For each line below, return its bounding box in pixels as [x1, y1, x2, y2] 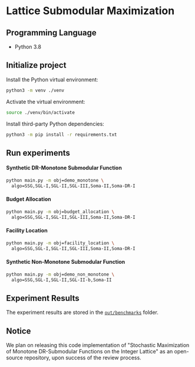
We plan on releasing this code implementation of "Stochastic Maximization [6, 342, 190, 349]
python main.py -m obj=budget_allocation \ [6, 208, 115, 215]
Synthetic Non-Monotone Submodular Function [6, 258, 125, 266]
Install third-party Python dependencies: [6, 120, 104, 127]
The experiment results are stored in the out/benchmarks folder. [6, 309, 159, 316]
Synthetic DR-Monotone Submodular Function [6, 164, 122, 172]
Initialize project [6, 60, 67, 70]
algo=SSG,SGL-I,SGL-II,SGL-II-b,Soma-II [11, 277, 112, 283]
